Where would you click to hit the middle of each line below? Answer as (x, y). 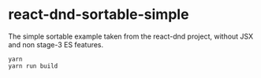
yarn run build (33, 66)
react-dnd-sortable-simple (99, 15)
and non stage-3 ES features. (56, 44)
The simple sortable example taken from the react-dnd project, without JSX (131, 36)
